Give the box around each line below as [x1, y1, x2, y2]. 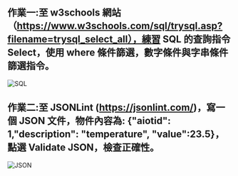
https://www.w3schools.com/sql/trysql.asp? [16, 20, 223, 32]
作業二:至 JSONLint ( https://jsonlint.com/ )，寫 [7, 101, 216, 114]
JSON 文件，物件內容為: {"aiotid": [19, 115, 171, 127]
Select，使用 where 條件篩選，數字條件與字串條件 [7, 47, 229, 59]
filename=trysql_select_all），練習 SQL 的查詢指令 [7, 33, 231, 45]
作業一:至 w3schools [7, 6, 100, 19]
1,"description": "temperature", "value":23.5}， [7, 128, 224, 141]
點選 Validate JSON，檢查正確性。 [7, 141, 160, 154]
